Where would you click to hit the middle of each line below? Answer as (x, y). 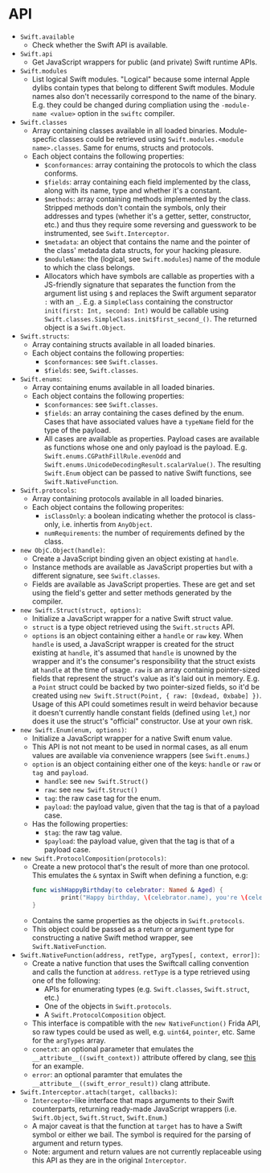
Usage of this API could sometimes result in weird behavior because (145, 704)
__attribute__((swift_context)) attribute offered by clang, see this (144, 1057)
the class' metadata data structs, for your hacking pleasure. (143, 250)
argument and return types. (77, 1143)
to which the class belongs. (89, 267)
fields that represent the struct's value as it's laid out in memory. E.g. (145, 678)
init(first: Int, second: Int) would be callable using (136, 310)
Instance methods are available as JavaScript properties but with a (142, 567)
